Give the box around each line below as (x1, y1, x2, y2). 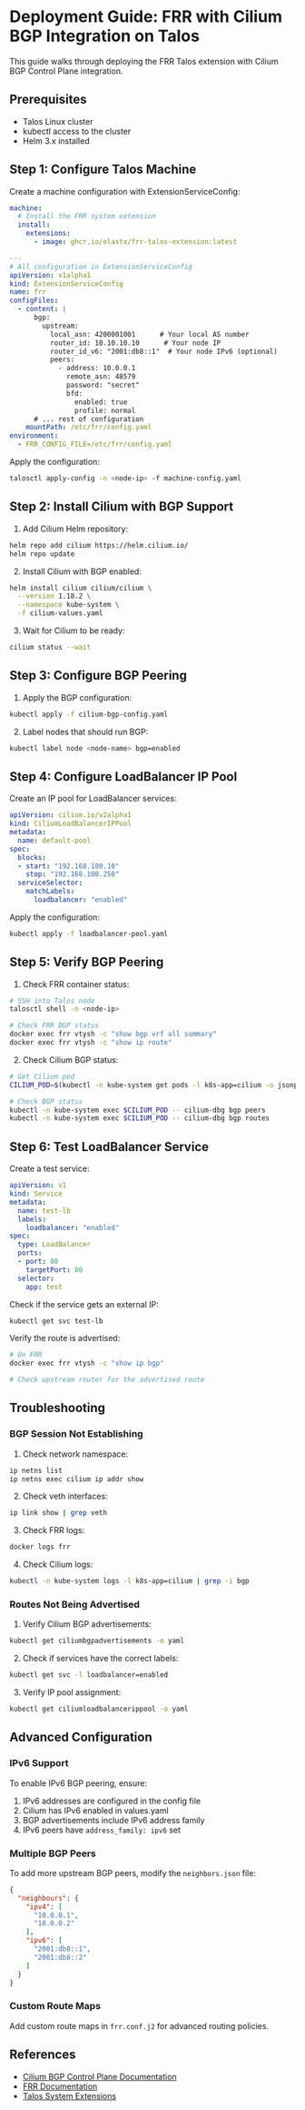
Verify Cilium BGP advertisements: (22, 1619, 152, 1630)
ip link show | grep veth (9, 1509, 107, 1518)
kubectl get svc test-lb (9, 1317, 103, 1326)
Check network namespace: (22, 1449, 129, 1459)
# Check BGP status (9, 1096, 84, 1106)
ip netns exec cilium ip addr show (9, 1474, 144, 1484)
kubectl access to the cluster (22, 126, 132, 136)
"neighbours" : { (17, 1893, 79, 1903)
